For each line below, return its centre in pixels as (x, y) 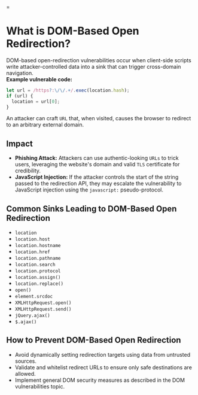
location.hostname (38, 246)
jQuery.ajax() (32, 316)
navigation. (20, 73)
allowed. (25, 373)
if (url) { (20, 96)
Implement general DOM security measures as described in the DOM (100, 380)
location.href (32, 252)
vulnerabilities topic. (39, 386)
